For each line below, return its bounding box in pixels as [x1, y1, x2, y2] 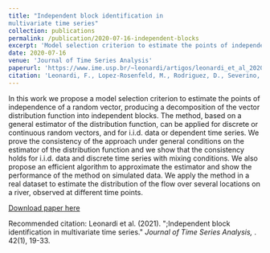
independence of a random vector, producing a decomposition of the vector [8, 102, 260, 112]
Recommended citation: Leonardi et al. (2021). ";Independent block [8, 218, 231, 228]
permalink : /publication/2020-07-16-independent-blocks [8, 34, 199, 43]
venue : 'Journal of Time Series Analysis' [8, 57, 153, 65]
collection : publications [8, 27, 95, 35]
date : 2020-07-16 [8, 49, 67, 57]
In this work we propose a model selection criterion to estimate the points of [8, 93, 260, 103]
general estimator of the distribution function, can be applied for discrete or [8, 119, 259, 129]
